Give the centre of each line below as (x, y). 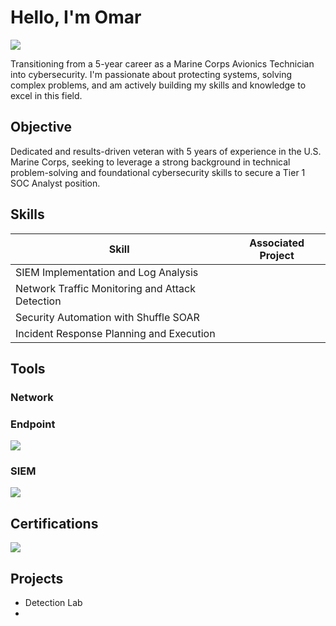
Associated (277, 243)
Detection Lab (53, 603)
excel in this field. (46, 95)
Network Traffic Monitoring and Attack (105, 288)
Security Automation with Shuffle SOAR (107, 317)
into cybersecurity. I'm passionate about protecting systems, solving (151, 74)
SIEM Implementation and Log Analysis (107, 272)
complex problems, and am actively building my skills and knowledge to (158, 85)
